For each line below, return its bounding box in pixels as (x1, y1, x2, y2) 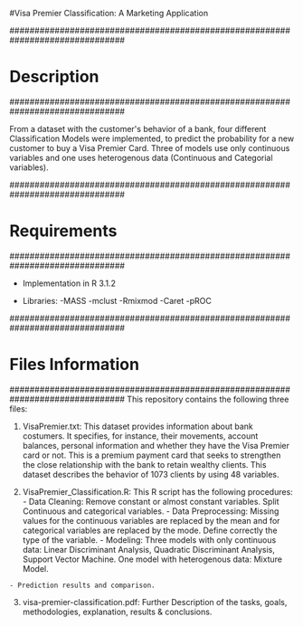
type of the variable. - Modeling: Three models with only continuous (22, 534, 277, 545)
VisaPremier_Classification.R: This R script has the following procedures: (22, 486, 294, 497)
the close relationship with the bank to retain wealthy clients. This (22, 459, 267, 469)
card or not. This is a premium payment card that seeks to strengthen (22, 450, 281, 460)
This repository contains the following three (126, 394, 289, 404)
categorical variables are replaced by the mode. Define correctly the (22, 525, 278, 536)
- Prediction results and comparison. (9, 581, 156, 590)
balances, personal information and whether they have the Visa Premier (22, 440, 290, 451)
